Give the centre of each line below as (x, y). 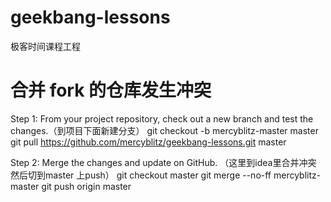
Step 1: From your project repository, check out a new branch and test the (162, 118)
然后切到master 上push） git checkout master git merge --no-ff (141, 175)
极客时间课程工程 (45, 46)
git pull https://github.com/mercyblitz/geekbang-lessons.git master (148, 142)
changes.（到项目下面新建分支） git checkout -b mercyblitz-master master (164, 130)
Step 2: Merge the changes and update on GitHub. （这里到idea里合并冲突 (163, 162)
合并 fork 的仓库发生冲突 (111, 90)
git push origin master (86, 186)
